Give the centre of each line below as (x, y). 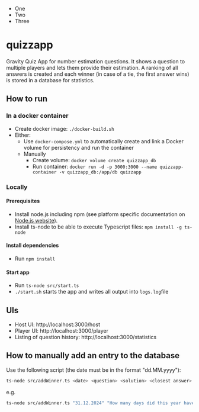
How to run (27, 99)
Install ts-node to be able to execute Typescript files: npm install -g (98, 227)
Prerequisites (23, 201)
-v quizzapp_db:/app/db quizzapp (100, 172)
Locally (17, 187)
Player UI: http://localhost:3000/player (61, 330)
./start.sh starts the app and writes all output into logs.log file (92, 292)
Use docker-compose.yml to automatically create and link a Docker (103, 141)
